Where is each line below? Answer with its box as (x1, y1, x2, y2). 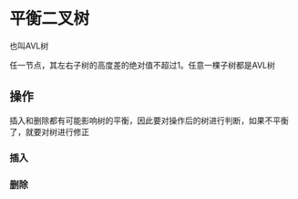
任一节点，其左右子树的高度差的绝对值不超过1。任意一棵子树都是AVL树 (9, 59, 275, 70)
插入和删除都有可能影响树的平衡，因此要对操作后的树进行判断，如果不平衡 (9, 115, 289, 126)
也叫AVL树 (9, 40, 49, 51)
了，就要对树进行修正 (9, 126, 89, 137)
